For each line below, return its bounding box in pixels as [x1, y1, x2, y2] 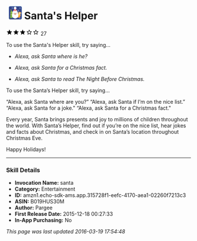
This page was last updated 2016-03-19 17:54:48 [6, 228, 125, 235]
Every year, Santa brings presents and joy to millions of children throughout [6, 116, 188, 123]
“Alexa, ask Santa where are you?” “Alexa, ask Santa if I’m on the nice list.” [6, 98, 186, 105]
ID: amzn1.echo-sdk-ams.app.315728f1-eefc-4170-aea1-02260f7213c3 [14, 192, 186, 199]
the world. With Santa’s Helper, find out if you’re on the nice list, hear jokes [6, 122, 186, 129]
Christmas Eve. [6, 134, 43, 141]
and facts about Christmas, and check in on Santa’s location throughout [6, 128, 179, 135]
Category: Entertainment [14, 185, 76, 193]
